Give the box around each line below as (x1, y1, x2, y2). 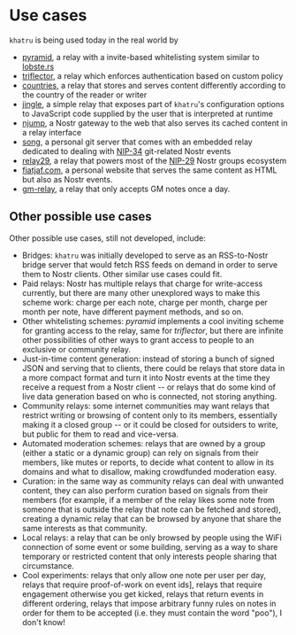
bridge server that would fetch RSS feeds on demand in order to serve (21, 259, 278, 270)
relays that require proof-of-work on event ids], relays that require (21, 579, 262, 590)
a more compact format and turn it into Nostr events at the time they (21, 372, 271, 383)
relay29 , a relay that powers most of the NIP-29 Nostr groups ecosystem (21, 155, 287, 166)
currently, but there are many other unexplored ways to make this (21, 287, 261, 298)
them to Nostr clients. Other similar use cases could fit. (21, 268, 223, 279)
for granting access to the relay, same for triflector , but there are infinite (21, 325, 285, 336)
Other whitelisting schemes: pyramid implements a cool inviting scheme (21, 315, 285, 326)
